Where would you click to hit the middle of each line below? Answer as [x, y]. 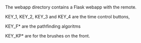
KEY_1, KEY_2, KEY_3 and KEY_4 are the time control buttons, [68, 17]
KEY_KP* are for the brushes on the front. [48, 36]
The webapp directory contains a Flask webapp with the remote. [71, 7]
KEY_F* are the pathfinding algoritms [43, 26]
